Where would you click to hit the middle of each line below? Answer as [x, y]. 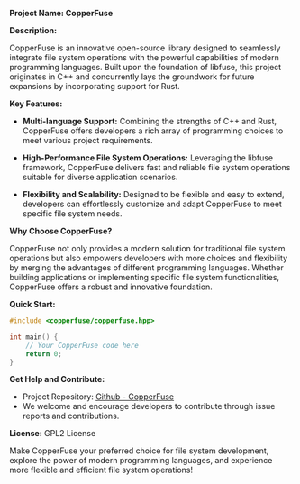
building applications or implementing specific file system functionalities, [145, 277]
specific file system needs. [72, 214]
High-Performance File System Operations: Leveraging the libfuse [147, 158]
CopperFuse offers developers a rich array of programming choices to [153, 131]
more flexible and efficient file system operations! [101, 470]
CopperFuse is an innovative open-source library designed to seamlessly [145, 48]
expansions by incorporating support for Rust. [95, 86]
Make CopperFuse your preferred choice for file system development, [139, 451]
